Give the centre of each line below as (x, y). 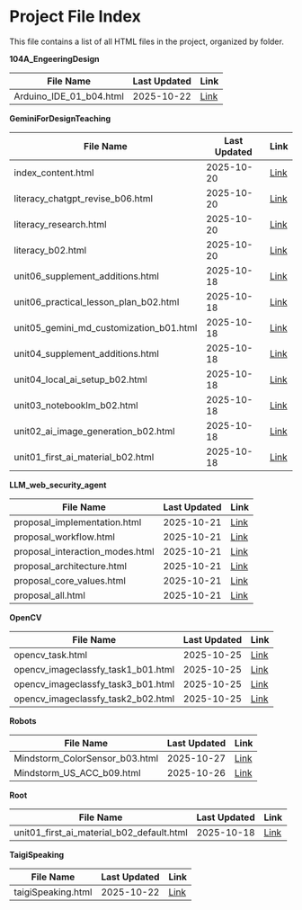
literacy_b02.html (50, 250)
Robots (23, 720)
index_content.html (54, 173)
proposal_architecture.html (71, 566)
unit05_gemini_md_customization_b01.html (106, 327)
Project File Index (75, 17)
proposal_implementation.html (78, 522)
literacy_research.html (60, 224)
